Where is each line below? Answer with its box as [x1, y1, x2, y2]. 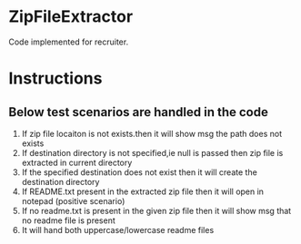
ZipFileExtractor [8, 6, 134, 27]
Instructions [8, 68, 103, 89]
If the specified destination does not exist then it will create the [21, 166, 258, 178]
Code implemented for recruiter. [8, 36, 129, 47]
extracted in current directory [21, 157, 133, 168]
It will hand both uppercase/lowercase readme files [21, 224, 215, 235]
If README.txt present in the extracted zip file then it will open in [21, 186, 265, 197]
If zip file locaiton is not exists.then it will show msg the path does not [21, 128, 283, 139]
